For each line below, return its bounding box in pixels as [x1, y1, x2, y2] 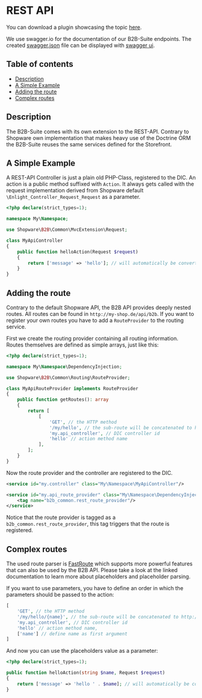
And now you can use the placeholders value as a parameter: [6, 647, 158, 655]
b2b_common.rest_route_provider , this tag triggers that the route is [6, 520, 170, 527]
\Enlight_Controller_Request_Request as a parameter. [6, 193, 141, 201]
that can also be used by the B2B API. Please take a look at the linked [6, 567, 178, 574]
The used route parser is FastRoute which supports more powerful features [6, 560, 193, 567]
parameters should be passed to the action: [6, 591, 114, 599]
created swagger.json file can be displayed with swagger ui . [6, 42, 155, 49]
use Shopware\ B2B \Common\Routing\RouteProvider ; [6, 374, 130, 380]
